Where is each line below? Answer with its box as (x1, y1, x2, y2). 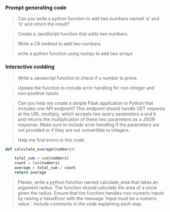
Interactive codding (5, 63, 55, 70)
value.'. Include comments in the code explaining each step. (17, 200, 143, 207)
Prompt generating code (5, 4, 67, 11)
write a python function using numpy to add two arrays (17, 50, 133, 57)
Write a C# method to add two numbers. (17, 41, 102, 47)
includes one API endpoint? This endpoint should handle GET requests (17, 105, 165, 111)
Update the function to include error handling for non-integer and (17, 84, 155, 90)
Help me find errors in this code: (17, 137, 85, 143)
